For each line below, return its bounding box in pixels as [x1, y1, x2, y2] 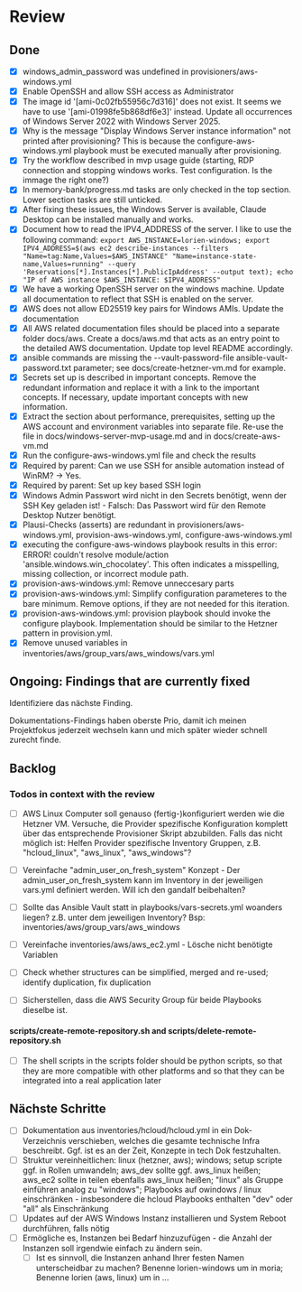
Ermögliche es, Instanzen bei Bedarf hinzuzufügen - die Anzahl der [22, 1232, 273, 1243]
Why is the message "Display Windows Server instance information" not [22, 125, 291, 136]
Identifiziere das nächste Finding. [9, 698, 133, 709]
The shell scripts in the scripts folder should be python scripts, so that [22, 1055, 283, 1066]
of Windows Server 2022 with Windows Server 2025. [22, 116, 221, 127]
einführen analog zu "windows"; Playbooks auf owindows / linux [22, 1184, 262, 1194]
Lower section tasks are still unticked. [22, 194, 163, 205]
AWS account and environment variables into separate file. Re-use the [22, 421, 284, 432]
